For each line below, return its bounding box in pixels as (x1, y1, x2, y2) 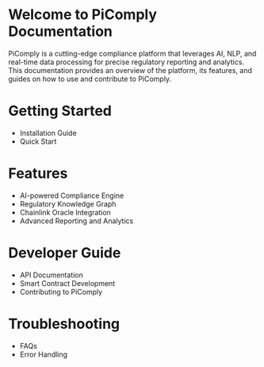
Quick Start (19, 137, 57, 146)
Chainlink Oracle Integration (19, 207, 111, 217)
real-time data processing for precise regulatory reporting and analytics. (8, 57, 244, 67)
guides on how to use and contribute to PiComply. (8, 74, 172, 83)
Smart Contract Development (19, 278, 116, 288)
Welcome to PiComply (8, 6, 157, 24)
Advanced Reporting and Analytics (19, 216, 134, 226)
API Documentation (19, 270, 83, 280)
